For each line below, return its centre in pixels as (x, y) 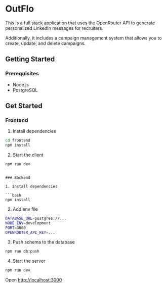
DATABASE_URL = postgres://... (36, 218)
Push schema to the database (44, 242)
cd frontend (18, 140)
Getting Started (30, 59)
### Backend (18, 177)
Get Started (24, 106)
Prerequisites (22, 74)
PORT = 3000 (16, 228)
